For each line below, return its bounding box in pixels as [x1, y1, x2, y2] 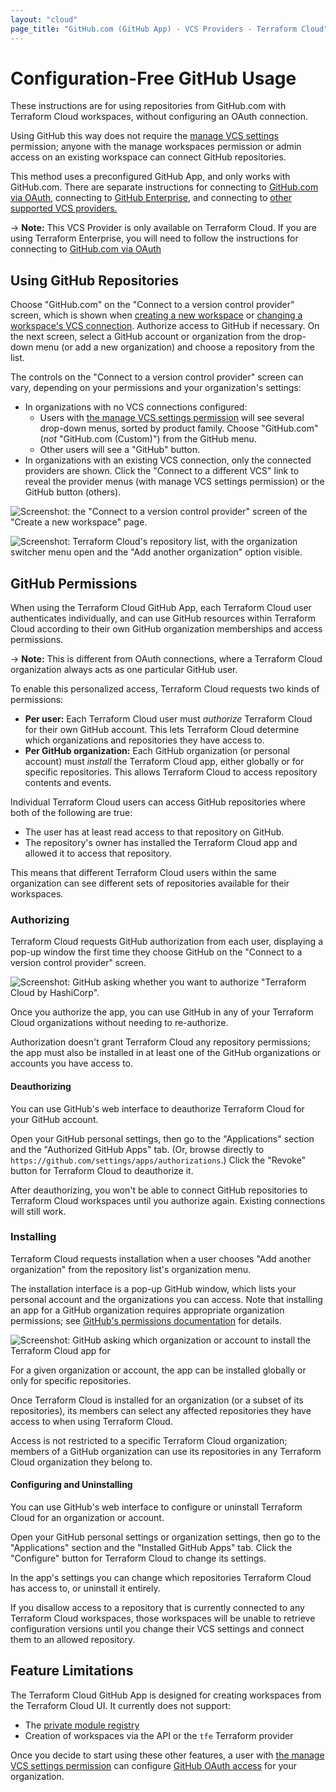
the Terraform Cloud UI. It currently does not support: [10, 1699, 232, 1711]
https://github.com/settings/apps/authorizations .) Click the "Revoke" [10, 1154, 307, 1166]
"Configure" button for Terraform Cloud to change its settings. [10, 1552, 267, 1565]
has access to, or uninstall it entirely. [10, 1582, 161, 1595]
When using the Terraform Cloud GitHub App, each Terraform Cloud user [10, 602, 312, 614]
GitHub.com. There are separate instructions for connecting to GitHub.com [10, 181, 319, 193]
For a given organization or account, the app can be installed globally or [10, 1364, 307, 1376]
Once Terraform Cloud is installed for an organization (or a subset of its [10, 1394, 304, 1406]
